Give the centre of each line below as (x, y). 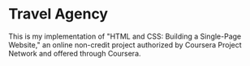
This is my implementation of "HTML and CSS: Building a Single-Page (125, 36)
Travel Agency (58, 14)
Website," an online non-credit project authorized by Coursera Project (125, 44)
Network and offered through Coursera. (75, 53)
